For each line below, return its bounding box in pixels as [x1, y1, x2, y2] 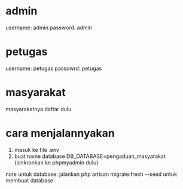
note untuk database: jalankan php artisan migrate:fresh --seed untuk [5, 170, 178, 178]
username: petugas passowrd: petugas [5, 65, 102, 72]
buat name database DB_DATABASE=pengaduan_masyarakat [14, 153, 166, 160]
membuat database [5, 176, 53, 184]
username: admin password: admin [5, 24, 93, 31]
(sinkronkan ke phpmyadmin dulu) [14, 158, 99, 166]
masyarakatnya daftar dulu [5, 105, 72, 112]
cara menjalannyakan [5, 127, 115, 140]
